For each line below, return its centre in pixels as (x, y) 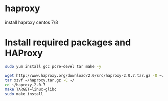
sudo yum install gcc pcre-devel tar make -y (53, 66)
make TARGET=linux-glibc (31, 90)
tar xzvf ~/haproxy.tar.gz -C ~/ (40, 80)
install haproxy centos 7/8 (32, 22)
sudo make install (24, 94)
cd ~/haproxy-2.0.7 (25, 85)
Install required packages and (68, 43)
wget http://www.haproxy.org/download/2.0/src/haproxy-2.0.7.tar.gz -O (81, 75)
